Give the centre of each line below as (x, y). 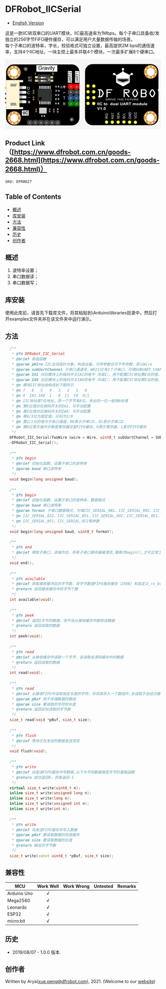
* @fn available (28, 579)
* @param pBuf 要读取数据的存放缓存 (46, 835)
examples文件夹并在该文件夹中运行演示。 (52, 319)
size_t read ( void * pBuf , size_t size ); (51, 720)
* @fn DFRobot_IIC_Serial (38, 354)
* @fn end (22, 547)
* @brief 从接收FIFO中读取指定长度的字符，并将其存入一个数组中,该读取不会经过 (84, 694)
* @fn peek (23, 615)
